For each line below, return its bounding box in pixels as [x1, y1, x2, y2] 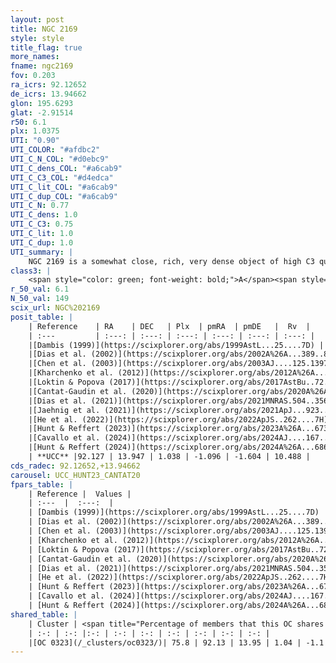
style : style [10, 33, 65, 43]
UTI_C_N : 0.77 [10, 201, 70, 211]
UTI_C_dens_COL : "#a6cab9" [10, 163, 123, 173]
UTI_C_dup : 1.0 [10, 237, 74, 248]
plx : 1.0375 [10, 126, 60, 136]
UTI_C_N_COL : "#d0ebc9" [10, 154, 110, 164]
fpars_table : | [10, 479, 74, 490]
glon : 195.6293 [10, 98, 74, 108]
